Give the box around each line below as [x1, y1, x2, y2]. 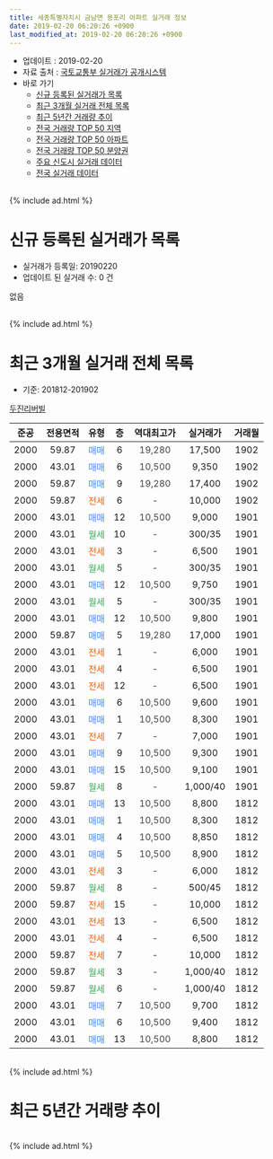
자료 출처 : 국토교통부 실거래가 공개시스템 [22, 66, 167, 77]
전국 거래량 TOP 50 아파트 [35, 134, 128, 145]
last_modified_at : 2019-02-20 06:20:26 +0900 [9, 30, 182, 39]
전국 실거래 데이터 [35, 168, 99, 179]
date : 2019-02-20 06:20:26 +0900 [9, 22, 135, 31]
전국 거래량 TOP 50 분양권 [35, 145, 128, 156]
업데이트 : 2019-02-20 [22, 56, 103, 66]
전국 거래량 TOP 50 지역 [35, 123, 121, 134]
